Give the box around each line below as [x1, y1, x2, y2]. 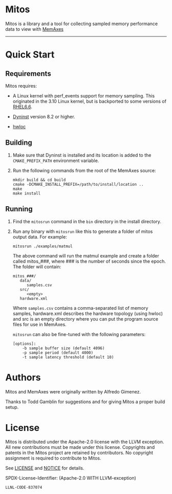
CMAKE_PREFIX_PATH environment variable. [12, 157, 99, 164]
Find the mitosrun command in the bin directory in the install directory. [12, 218, 161, 224]
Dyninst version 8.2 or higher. [12, 113, 75, 120]
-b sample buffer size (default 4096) [22, 345, 105, 351]
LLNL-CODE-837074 [5, 485, 42, 490]
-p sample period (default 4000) [22, 350, 94, 355]
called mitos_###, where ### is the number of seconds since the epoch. [12, 258, 166, 264]
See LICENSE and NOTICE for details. [5, 465, 84, 471]
